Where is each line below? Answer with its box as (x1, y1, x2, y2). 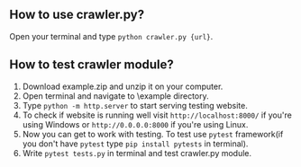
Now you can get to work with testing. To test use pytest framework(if (22, 128, 284, 139)
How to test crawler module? (9, 57, 174, 73)
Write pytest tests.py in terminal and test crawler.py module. (22, 147, 252, 158)
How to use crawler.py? (9, 7, 145, 22)
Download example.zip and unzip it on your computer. (22, 81, 223, 92)
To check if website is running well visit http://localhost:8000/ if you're (22, 110, 293, 120)
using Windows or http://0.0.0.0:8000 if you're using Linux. (22, 119, 249, 129)
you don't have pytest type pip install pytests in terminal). (22, 138, 249, 149)
